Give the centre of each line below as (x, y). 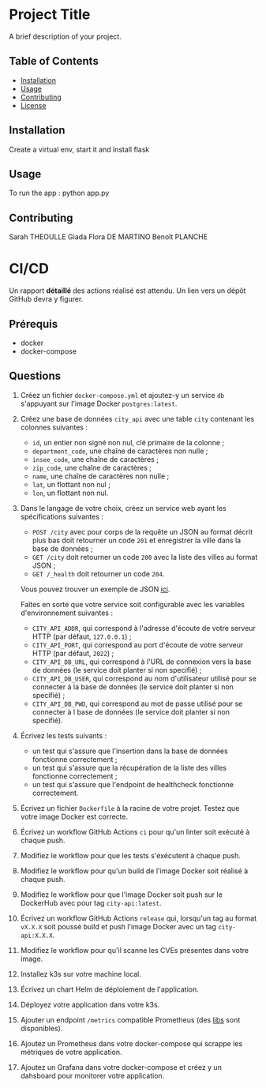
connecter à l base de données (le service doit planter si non (131, 711)
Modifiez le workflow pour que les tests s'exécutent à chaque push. (131, 855)
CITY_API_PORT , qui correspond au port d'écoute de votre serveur (138, 644)
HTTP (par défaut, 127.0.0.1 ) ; (82, 636)
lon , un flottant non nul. (70, 493)
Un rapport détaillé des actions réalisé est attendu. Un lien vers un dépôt (127, 291)
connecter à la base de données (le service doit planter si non (133, 687)
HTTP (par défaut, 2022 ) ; (73, 653)
